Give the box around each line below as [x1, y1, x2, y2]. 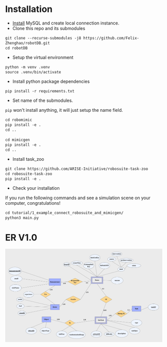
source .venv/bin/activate [5, 69, 61, 74]
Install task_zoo [12, 156, 44, 162]
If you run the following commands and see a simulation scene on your [5, 195, 151, 201]
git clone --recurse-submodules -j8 [5, 35, 81, 40]
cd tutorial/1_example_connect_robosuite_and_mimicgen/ [5, 210, 124, 215]
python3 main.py [5, 215, 39, 220]
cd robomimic [5, 117, 32, 122]
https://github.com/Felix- [83, 35, 140, 40]
